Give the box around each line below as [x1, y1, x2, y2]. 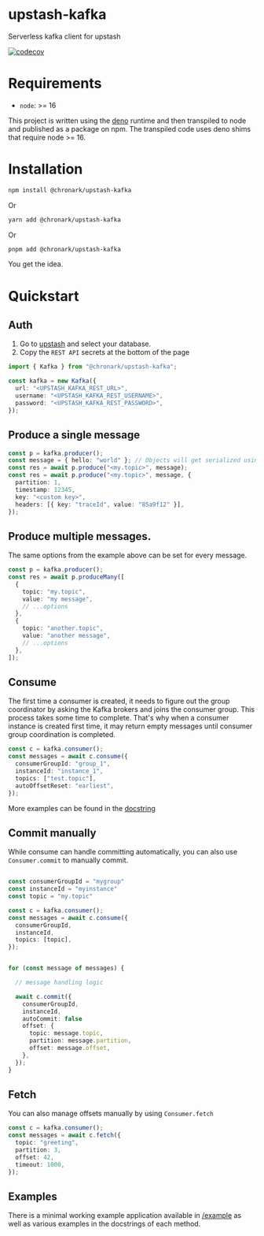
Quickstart [8, 287, 80, 305]
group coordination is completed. [8, 730, 116, 739]
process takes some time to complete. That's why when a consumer [8, 713, 229, 723]
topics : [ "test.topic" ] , [15, 774, 97, 782]
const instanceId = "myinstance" [8, 885, 118, 893]
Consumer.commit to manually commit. [8, 855, 129, 865]
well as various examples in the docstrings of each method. [8, 1219, 201, 1229]
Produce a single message [8, 428, 140, 442]
